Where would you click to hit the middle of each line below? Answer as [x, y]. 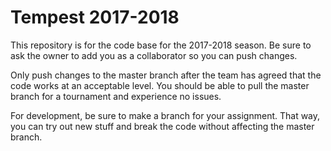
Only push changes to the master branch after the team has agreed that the [166, 75]
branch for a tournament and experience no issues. [116, 96]
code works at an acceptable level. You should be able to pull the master [160, 85]
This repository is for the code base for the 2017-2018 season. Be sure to [161, 45]
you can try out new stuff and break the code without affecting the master [162, 126]
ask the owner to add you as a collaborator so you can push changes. [154, 55]
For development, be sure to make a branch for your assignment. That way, [165, 115]
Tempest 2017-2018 [95, 17]
